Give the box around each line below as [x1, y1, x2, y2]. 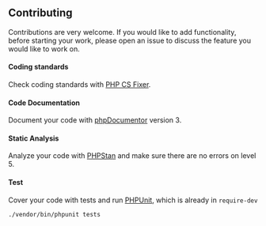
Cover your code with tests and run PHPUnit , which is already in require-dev [8, 195, 258, 205]
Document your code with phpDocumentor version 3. [8, 115, 182, 125]
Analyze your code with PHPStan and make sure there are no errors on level [8, 151, 256, 160]
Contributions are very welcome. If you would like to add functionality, [8, 27, 237, 36]
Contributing [8, 6, 73, 20]
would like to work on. [8, 43, 81, 54]
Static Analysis [8, 134, 59, 143]
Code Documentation [8, 98, 81, 107]
